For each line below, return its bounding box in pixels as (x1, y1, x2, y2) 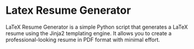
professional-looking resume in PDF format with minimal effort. (5, 36, 161, 43)
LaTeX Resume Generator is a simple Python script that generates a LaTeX (5, 23, 188, 30)
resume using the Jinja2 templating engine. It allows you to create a (5, 29, 172, 36)
